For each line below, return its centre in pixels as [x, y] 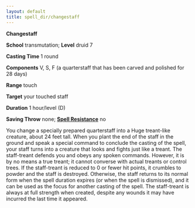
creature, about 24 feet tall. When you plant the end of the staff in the [90, 136]
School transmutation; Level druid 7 [49, 45]
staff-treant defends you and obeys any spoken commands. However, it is [95, 155]
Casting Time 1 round [32, 56]
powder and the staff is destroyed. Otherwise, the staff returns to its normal [97, 174]
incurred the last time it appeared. [47, 199]
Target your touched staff [37, 96]
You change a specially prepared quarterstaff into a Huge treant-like [88, 130]
